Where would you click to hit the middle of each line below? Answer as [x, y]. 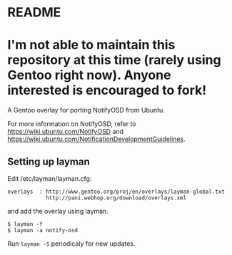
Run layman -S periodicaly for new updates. [71, 244]
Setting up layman [49, 161]
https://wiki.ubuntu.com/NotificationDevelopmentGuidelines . [96, 139]
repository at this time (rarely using [114, 60]
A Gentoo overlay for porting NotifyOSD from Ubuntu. [86, 110]
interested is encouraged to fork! [107, 90]
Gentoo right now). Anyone [89, 75]
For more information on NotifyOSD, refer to [72, 124]
